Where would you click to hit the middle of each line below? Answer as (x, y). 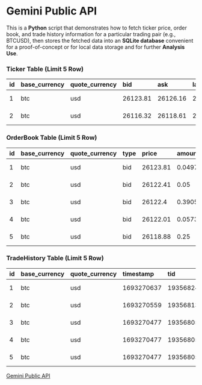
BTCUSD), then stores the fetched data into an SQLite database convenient (100, 40)
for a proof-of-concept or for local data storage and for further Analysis (96, 47)
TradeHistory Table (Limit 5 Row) (55, 258)
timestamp (138, 274)
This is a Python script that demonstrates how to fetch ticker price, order (97, 28)
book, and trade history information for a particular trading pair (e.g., (91, 34)
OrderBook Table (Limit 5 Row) (52, 138)
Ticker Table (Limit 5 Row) (45, 69)
